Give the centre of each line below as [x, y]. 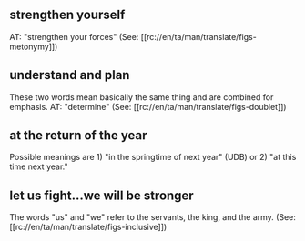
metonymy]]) [34, 46]
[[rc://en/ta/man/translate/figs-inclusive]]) [88, 227]
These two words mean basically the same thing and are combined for [142, 97]
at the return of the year [78, 136]
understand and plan [70, 75]
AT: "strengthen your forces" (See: [74, 36]
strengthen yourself [67, 15]
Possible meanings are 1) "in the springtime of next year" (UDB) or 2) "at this [153, 157]
